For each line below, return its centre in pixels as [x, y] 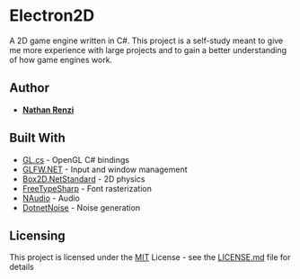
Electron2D [52, 16]
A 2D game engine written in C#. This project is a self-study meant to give [146, 40]
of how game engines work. [61, 59]
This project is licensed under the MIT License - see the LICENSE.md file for [150, 257]
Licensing [37, 235]
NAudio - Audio [51, 198]
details [22, 267]
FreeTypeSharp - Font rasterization [87, 188]
